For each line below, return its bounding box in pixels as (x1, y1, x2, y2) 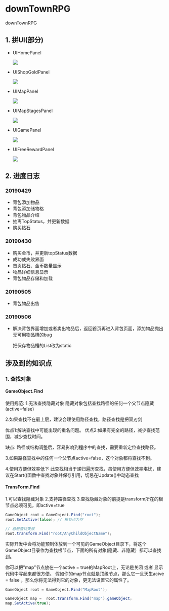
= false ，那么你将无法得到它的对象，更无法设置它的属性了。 (5, 577, 132, 583)
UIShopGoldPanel (12, 69, 50, 75)
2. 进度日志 (5, 172, 40, 181)
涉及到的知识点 (5, 358, 52, 368)
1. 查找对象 (5, 375, 31, 382)
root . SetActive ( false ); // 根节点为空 (5, 517, 83, 522)
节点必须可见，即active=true (5, 502, 65, 509)
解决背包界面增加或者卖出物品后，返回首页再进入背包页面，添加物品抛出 (12, 326, 163, 332)
